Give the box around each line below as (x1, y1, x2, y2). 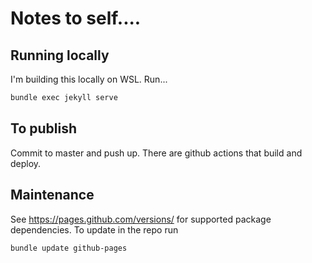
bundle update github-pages (10, 243, 128, 253)
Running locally (10, 47, 110, 64)
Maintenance (10, 187, 95, 204)
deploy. (10, 157, 42, 169)
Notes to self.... (10, 7, 142, 30)
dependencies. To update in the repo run (10, 223, 179, 236)
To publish (10, 120, 77, 137)
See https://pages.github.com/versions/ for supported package (10, 213, 272, 225)
